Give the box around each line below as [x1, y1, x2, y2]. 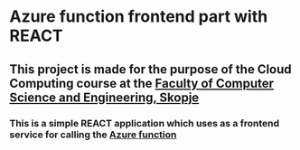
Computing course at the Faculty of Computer [9, 75, 274, 91]
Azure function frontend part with [9, 6, 268, 27]
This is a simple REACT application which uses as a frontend [9, 117, 280, 129]
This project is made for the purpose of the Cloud [9, 61, 292, 77]
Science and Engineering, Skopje [9, 89, 200, 105]
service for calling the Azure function [9, 128, 177, 141]
